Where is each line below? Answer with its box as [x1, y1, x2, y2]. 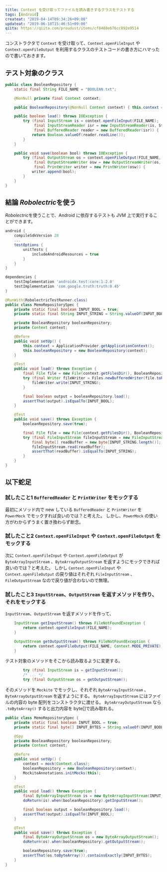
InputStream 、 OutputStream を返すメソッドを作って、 [5, 611, 114, 617]
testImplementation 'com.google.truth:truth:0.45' [14, 284, 121, 289]
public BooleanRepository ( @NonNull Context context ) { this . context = [14, 105, 164, 110]
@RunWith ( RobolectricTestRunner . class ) [5, 297, 88, 302]
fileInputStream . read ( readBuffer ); [31, 444, 106, 449]
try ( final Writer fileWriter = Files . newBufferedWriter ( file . [23, 376, 157, 381]
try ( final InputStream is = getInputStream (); [23, 668, 123, 673]
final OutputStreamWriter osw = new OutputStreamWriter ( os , [34, 160, 162, 165]
